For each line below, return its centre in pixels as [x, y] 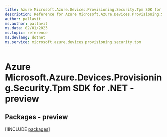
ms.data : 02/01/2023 [27, 28]
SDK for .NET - [103, 88]
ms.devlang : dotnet [25, 38]
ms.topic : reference [27, 33]
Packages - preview [37, 117]
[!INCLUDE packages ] [28, 129]
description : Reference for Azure [41, 14]
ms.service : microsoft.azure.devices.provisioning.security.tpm [73, 42]
